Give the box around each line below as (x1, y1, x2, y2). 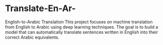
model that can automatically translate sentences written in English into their (5, 29, 158, 35)
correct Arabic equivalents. (5, 34, 60, 40)
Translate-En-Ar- (5, 3, 76, 14)
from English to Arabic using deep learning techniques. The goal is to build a (5, 24, 158, 30)
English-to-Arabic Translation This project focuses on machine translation (5, 19, 153, 25)
